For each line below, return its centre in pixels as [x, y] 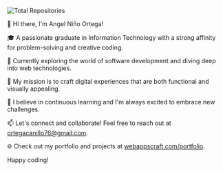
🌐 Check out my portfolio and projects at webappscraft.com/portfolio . [106, 146]
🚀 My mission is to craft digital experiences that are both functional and [108, 81]
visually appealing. [34, 89]
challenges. [23, 109]
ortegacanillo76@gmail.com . [47, 133]
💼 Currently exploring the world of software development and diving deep [111, 61]
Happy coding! [28, 160]
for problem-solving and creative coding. [65, 47]
